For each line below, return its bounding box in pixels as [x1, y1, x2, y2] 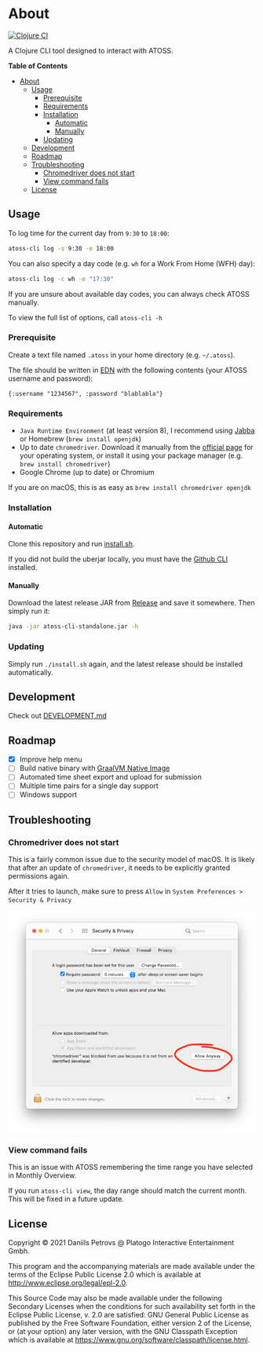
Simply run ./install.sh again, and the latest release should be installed [8, 659, 243, 668]
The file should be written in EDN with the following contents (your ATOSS [8, 365, 247, 375]
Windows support [19, 790, 78, 799]
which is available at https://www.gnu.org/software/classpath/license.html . [8, 1335, 250, 1344]
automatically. [8, 667, 53, 677]
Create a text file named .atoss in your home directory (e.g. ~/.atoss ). [8, 350, 236, 360]
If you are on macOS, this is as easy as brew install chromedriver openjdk [8, 483, 251, 492]
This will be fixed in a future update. [8, 1194, 124, 1204]
